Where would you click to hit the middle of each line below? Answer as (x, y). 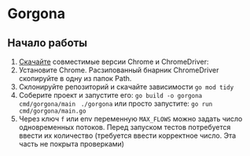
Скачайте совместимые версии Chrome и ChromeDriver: (114, 61)
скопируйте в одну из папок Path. (75, 78)
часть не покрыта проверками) (72, 144)
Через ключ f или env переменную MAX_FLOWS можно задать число (131, 119)
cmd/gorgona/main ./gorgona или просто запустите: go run (116, 104)
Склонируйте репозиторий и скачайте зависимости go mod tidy (126, 87)
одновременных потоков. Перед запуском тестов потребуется (125, 127)
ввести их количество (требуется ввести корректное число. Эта (127, 136)
